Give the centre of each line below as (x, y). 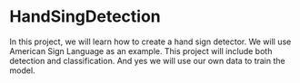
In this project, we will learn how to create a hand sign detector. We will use (150, 41)
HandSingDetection (85, 17)
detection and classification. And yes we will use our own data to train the (147, 60)
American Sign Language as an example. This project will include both (141, 51)
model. (22, 70)
